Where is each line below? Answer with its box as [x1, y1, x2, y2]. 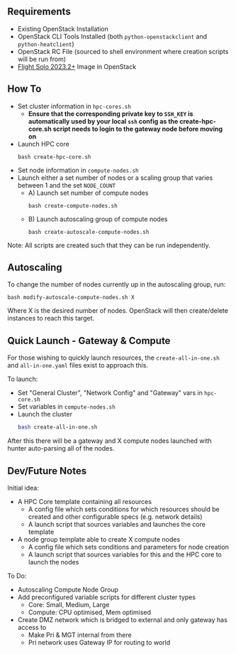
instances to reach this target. [7, 314, 94, 323]
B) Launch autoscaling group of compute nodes [28, 215, 168, 223]
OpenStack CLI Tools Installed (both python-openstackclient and [17, 32, 208, 41]
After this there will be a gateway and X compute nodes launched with [7, 436, 213, 445]
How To [7, 83, 42, 95]
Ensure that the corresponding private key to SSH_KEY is [28, 109, 193, 118]
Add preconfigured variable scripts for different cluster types [17, 593, 196, 601]
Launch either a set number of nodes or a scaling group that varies [17, 173, 213, 182]
